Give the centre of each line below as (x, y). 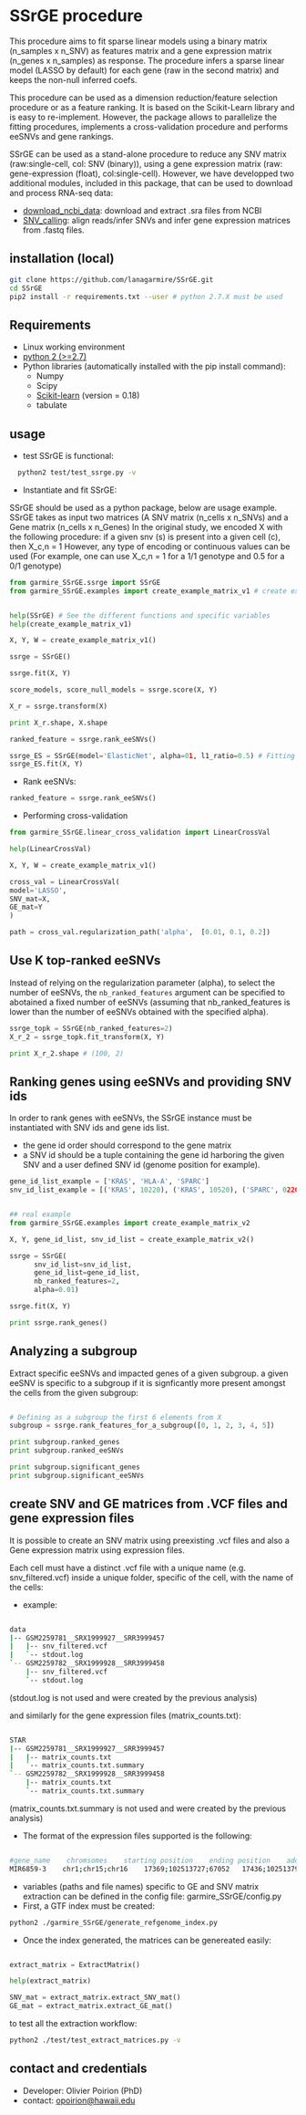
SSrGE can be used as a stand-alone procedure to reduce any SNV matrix (148, 154)
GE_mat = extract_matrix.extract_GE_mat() (91, 2006)
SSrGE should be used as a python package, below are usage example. (143, 507)
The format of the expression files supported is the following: (137, 1836)
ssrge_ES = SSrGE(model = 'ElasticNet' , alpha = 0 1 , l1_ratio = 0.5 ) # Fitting (153, 755)
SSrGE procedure (76, 16)
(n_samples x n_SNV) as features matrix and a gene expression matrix (141, 50)
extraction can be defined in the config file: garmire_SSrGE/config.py (152, 1896)
